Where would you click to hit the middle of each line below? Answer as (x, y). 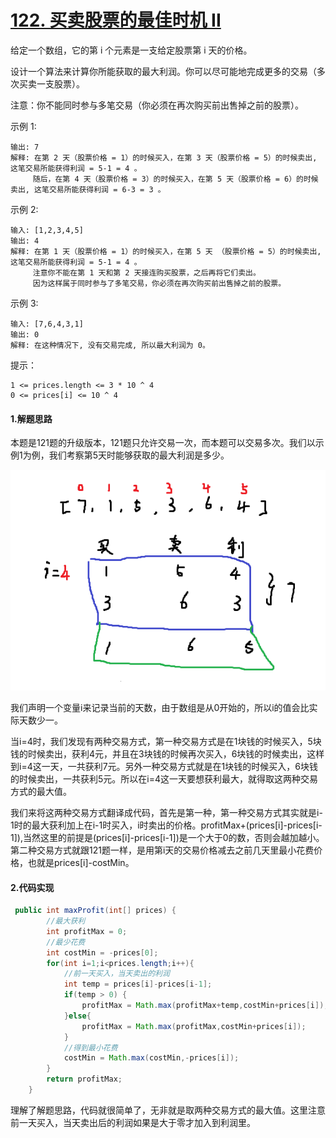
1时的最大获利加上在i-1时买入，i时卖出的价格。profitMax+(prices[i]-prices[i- (166, 825)
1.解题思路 (31, 418)
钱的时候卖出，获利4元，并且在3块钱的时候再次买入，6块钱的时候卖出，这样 (167, 754)
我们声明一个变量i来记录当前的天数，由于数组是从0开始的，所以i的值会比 (160, 708)
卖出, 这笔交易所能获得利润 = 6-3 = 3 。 (88, 189)
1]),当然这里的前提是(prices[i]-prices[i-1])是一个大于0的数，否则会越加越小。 (167, 838)
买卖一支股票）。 (51, 83)
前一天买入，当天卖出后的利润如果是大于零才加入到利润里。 (133, 1122)
